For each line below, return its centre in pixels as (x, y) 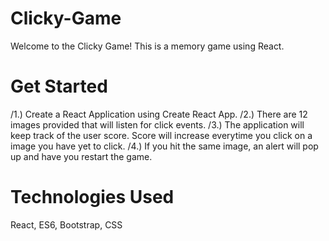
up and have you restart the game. (81, 156)
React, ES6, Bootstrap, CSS (66, 224)
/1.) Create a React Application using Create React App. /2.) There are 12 (159, 114)
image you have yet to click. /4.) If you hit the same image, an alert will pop (164, 146)
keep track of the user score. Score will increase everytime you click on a (161, 135)
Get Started (59, 86)
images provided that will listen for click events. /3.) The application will (157, 124)
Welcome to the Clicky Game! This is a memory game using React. (147, 46)
